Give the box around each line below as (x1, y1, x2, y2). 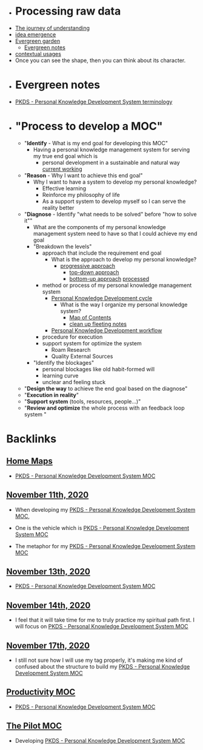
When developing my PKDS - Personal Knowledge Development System (15, 506, 196, 513)
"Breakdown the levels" (33, 243, 92, 250)
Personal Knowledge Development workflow (51, 326, 162, 334)
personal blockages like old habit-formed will (42, 365, 155, 373)
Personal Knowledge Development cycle (51, 294, 153, 301)
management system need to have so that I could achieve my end (33, 230, 198, 237)
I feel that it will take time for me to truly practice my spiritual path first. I (15, 616, 195, 624)
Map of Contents (69, 314, 111, 321)
